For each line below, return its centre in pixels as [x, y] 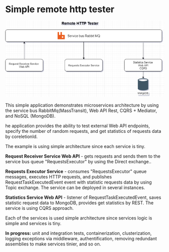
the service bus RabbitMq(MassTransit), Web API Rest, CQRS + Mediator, [81, 111]
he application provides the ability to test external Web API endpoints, [78, 126]
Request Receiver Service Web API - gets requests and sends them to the [83, 156]
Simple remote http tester [60, 9]
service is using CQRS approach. [40, 208]
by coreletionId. [21, 136]
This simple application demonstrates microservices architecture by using [82, 105]
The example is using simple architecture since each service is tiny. [75, 146]
